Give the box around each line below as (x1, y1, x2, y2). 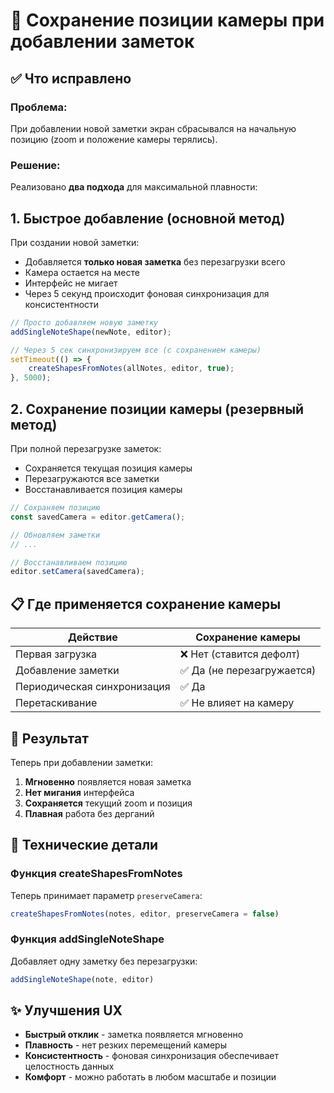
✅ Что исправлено (10, 70, 132, 87)
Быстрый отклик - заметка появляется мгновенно (24, 1029, 244, 1041)
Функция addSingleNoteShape (10, 932, 165, 946)
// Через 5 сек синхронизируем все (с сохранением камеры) (10, 345, 262, 355)
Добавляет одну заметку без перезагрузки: (10, 955, 198, 967)
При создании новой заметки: (10, 236, 140, 248)
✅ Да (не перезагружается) (179, 664, 317, 678)
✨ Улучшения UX (10, 1002, 123, 1019)
